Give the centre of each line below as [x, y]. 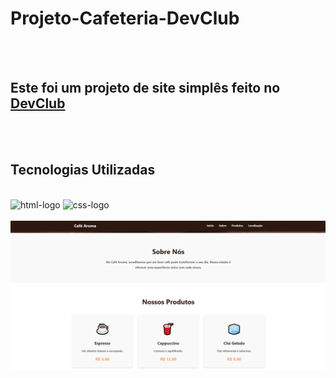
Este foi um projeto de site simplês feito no [145, 88]
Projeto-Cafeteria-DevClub [125, 18]
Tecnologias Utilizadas [83, 170]
